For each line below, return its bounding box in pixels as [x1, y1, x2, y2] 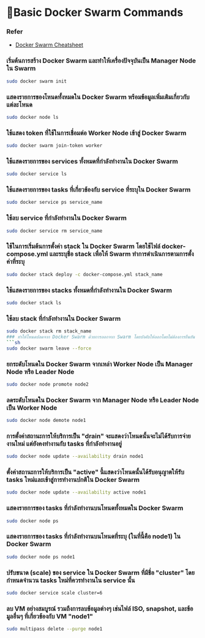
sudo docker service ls [6, 171, 67, 177]
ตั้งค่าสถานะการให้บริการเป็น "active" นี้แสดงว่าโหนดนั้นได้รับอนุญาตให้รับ [6, 468, 185, 476]
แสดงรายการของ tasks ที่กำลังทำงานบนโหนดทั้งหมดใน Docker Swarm [6, 504, 184, 512]
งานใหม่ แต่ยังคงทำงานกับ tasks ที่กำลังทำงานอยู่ [6, 439, 122, 448]
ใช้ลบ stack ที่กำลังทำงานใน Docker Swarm [6, 314, 121, 323]
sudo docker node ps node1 [6, 554, 75, 560]
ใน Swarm [6, 64, 36, 73]
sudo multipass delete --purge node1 [6, 626, 103, 632]
